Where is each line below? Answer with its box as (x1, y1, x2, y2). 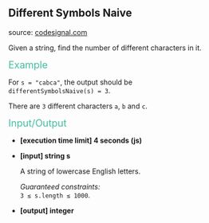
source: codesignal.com (8, 27, 88, 37)
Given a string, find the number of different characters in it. (8, 43, 202, 53)
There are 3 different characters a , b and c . (8, 101, 148, 111)
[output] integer (19, 205, 74, 215)
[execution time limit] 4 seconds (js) (19, 135, 142, 145)
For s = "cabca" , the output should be (8, 77, 133, 87)
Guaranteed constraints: (19, 182, 101, 191)
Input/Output (8, 116, 67, 130)
